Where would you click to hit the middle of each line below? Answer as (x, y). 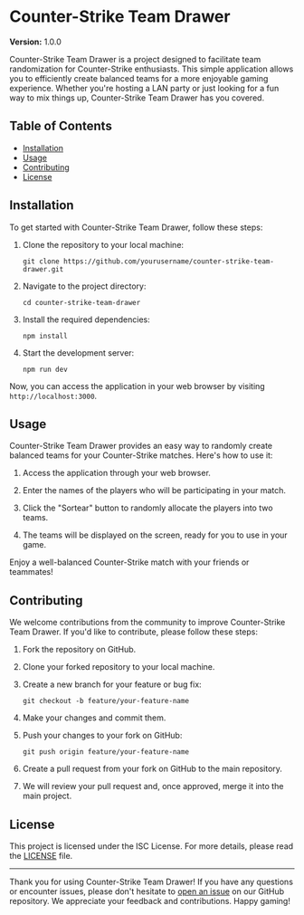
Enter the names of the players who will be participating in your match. (154, 491)
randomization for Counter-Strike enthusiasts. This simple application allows (152, 69)
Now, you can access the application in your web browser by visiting (137, 386)
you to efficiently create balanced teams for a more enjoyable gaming (139, 78)
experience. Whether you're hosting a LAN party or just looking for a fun (144, 88)
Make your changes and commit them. (94, 718)
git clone (41, 261)
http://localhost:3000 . (53, 396)
